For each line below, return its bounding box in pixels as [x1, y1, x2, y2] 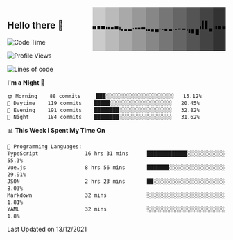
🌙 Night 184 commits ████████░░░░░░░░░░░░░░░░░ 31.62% [7, 113, 200, 120]
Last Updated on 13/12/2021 [7, 225, 87, 233]
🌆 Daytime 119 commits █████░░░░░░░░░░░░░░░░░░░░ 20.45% [7, 99, 200, 106]
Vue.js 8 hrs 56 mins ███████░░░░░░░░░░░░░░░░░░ [7, 163, 225, 171]
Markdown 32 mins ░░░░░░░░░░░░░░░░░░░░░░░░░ [7, 191, 225, 199]
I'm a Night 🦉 [7, 78, 45, 86]
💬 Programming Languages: [7, 143, 82, 150]
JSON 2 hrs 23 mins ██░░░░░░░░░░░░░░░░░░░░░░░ [7, 177, 225, 185]
